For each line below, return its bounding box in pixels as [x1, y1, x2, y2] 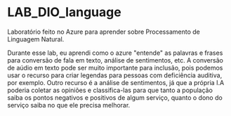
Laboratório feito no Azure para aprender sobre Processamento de [7, 27, 200, 36]
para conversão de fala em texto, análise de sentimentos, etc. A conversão [7, 56, 223, 64]
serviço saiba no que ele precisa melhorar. [7, 101, 131, 109]
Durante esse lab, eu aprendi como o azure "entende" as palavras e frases [7, 49, 223, 57]
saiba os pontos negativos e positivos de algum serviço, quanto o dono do [7, 93, 223, 102]
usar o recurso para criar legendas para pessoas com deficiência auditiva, [7, 71, 223, 79]
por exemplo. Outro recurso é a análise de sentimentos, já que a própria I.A [7, 78, 225, 86]
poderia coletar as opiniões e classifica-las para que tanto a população [7, 86, 213, 94]
